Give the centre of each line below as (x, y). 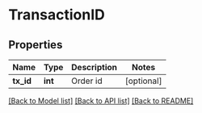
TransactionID (57, 15)
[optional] (143, 81)
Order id (87, 81)
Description (94, 67)
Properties (36, 45)
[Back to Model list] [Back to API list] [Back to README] (101, 101)
